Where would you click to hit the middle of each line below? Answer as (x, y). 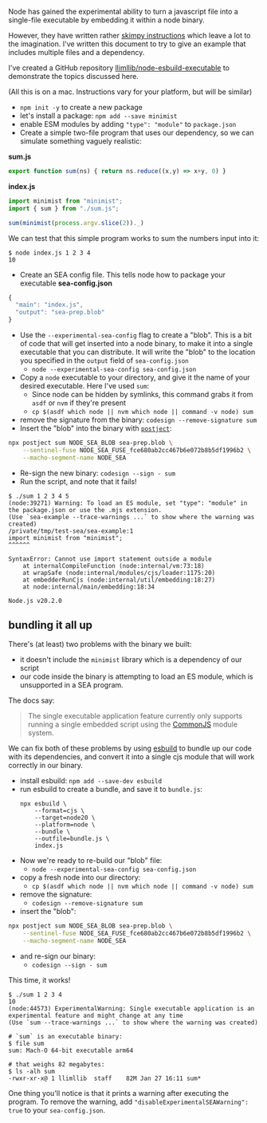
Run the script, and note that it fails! (78, 481)
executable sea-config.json (66, 283)
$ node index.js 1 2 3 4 (49, 253)
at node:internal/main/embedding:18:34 (89, 587)
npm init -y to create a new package (81, 107)
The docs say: (31, 700)
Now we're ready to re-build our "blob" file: (91, 861)
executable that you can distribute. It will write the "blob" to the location (137, 352)
